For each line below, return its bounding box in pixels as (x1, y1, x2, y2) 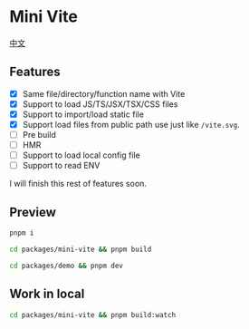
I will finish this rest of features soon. (9, 179, 148, 189)
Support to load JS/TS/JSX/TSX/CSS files (22, 98, 178, 110)
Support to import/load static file (22, 109, 145, 120)
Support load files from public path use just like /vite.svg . (22, 119, 240, 130)
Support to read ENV (22, 160, 101, 171)
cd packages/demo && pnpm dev (9, 261, 124, 270)
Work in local (9, 286, 85, 302)
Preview (9, 204, 57, 219)
